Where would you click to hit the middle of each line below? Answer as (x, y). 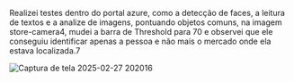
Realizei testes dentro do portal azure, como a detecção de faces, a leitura (147, 13)
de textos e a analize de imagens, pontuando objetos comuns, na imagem (146, 22)
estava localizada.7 (45, 51)
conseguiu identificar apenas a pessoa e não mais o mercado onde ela (140, 41)
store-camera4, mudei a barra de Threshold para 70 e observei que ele (141, 32)
